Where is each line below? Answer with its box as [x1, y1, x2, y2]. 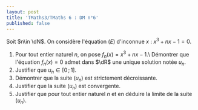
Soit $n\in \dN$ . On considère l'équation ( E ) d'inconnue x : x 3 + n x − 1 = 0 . [6, 37, 192, 46]
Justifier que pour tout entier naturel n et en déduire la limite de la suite [15, 90, 193, 97]
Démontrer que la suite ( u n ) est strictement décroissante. [15, 74, 157, 83]
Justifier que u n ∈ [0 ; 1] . [15, 66, 77, 75]
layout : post [6, 9, 39, 15]
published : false [6, 20, 50, 26]
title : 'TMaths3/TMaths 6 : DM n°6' [6, 15, 99, 21]
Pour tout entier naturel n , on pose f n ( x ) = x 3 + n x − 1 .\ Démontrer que [15, 50, 190, 60]
